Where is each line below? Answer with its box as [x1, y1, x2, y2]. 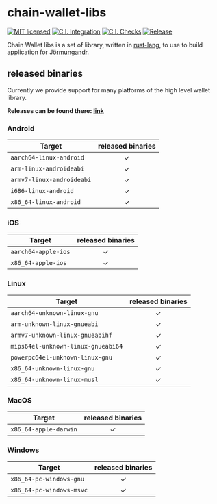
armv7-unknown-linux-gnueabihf [10, 331, 113, 339]
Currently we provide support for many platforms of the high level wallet [7, 86, 211, 94]
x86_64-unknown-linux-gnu [10, 364, 95, 373]
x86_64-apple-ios [10, 259, 67, 267]
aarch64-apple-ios [10, 248, 71, 256]
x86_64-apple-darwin [10, 425, 77, 433]
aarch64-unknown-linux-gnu [10, 309, 99, 316]
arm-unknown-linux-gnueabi [10, 320, 99, 328]
